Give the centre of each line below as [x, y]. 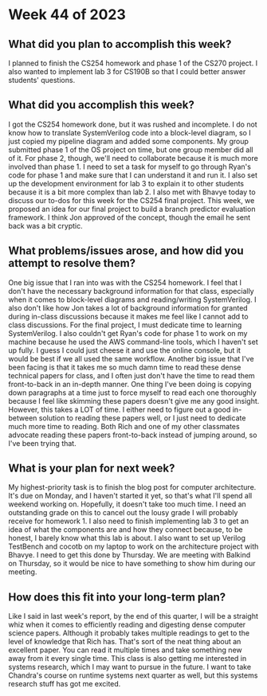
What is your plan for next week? [92, 469]
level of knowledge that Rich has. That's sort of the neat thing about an [125, 642]
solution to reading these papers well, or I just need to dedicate [142, 418]
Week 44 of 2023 [67, 15]
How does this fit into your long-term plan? [117, 597]
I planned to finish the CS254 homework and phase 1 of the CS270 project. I [133, 63]
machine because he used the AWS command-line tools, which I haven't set [133, 342]
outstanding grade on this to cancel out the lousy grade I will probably [123, 513]
